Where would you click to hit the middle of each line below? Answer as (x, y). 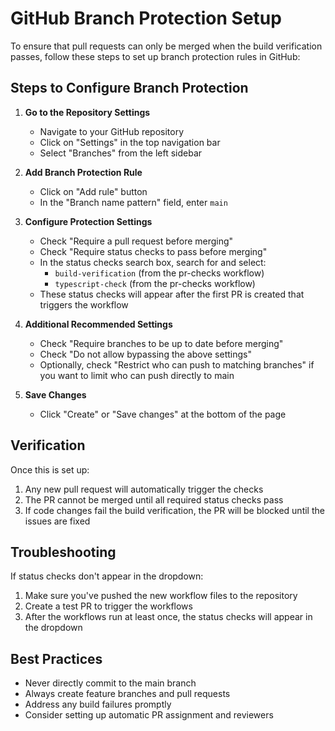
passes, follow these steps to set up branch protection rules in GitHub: (155, 56)
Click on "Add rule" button (93, 191)
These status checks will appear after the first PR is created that (172, 294)
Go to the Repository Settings (87, 112)
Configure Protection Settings (88, 221)
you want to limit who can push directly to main (137, 375)
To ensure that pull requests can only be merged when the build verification (166, 46)
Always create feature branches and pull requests (127, 694)
